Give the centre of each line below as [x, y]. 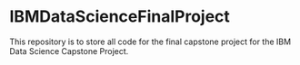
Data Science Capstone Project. [69, 51]
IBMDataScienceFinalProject [120, 17]
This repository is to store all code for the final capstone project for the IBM [150, 42]
